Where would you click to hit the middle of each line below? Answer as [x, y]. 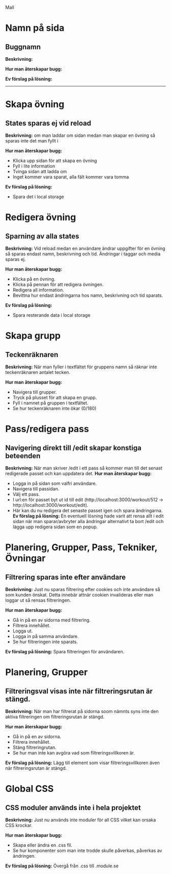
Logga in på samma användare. [46, 636]
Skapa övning [35, 104]
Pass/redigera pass [47, 429]
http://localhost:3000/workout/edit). [50, 505]
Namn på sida [35, 28]
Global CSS [30, 789]
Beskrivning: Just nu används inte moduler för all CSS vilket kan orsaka [81, 820]
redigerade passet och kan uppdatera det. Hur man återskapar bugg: [78, 474]
